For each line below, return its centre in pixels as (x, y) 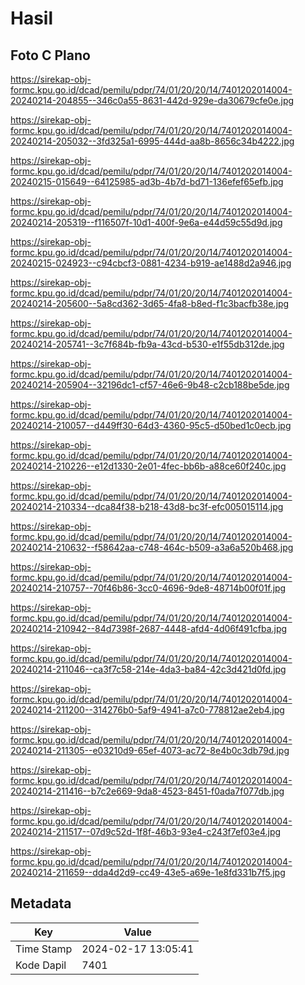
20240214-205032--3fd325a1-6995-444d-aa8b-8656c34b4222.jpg (152, 141)
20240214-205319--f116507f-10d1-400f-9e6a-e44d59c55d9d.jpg (146, 222)
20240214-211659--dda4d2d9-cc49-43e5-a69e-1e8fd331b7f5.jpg (148, 872)
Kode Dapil (41, 965)
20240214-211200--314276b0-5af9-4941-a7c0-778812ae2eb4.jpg (147, 710)
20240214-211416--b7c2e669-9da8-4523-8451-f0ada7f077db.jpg (147, 791)
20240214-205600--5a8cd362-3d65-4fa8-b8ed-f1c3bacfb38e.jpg (150, 303)
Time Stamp (44, 949)
